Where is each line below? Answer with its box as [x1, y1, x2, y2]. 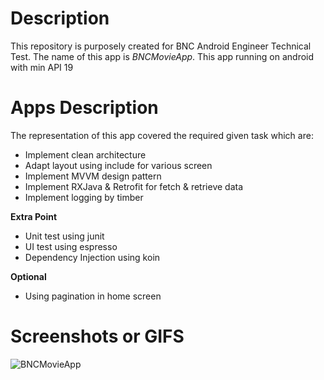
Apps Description [10, 97, 159, 119]
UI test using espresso [24, 240, 118, 252]
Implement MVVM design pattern [24, 170, 162, 182]
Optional [10, 270, 47, 282]
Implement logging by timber [24, 191, 144, 203]
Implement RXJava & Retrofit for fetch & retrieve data [24, 180, 244, 192]
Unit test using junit [24, 230, 105, 242]
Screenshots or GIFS [10, 325, 185, 348]
